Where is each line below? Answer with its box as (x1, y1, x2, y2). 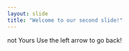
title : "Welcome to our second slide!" (7, 17, 123, 24)
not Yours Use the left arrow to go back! (7, 36, 122, 44)
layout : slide (7, 10, 49, 17)
